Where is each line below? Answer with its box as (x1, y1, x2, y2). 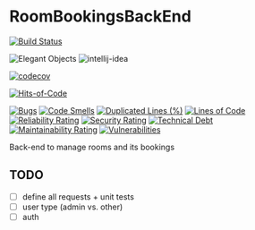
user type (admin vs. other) (21, 201, 123, 212)
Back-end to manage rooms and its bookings (9, 141, 175, 152)
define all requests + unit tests (21, 191, 134, 202)
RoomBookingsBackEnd (9, 6, 192, 27)
